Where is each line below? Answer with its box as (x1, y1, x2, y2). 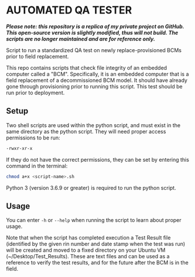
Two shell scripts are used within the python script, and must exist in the (6, 121, 181, 129)
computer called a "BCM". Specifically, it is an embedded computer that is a (6, 70, 189, 77)
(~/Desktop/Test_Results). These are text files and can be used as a (6, 253, 170, 260)
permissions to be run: (6, 134, 60, 141)
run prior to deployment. (6, 89, 65, 96)
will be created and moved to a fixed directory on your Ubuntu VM (6, 247, 166, 254)
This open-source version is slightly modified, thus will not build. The (6, 29, 179, 36)
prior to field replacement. (6, 53, 69, 60)
